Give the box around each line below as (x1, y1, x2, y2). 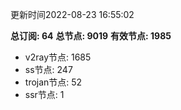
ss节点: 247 (24, 64, 73, 75)
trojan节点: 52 (24, 76, 83, 88)
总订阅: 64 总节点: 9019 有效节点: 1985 (10, 30, 172, 42)
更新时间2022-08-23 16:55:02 (10, 9, 135, 20)
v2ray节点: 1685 (24, 51, 92, 63)
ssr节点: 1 (24, 89, 65, 100)
